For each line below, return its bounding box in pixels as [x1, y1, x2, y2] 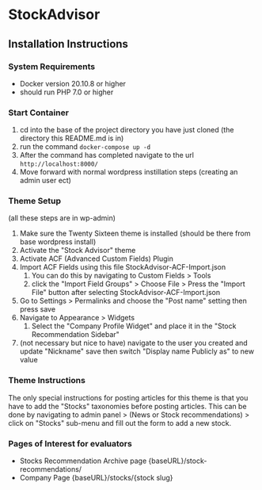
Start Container [8, 107, 70, 118]
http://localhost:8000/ [19, 160, 99, 168]
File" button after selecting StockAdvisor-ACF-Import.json [31, 288, 220, 297]
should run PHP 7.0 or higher [19, 87, 114, 97]
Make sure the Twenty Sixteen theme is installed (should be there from [19, 228, 251, 239]
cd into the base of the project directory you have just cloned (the [19, 125, 234, 135]
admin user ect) [19, 176, 71, 186]
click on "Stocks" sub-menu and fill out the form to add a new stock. [8, 418, 232, 427]
